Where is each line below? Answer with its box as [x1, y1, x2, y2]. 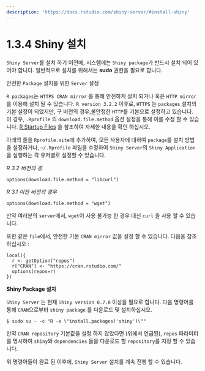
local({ [6, 252, 26, 258]
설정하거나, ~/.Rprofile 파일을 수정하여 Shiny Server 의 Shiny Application [12, 143, 196, 151]
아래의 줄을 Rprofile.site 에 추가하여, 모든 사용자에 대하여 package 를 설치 [6, 136, 184, 143]
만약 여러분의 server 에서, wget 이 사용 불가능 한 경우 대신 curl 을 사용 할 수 [6, 212, 185, 219]
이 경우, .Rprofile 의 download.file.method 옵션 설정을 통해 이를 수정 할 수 [6, 115, 188, 122]
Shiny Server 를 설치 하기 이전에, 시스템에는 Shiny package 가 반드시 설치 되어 [6, 59, 193, 66]
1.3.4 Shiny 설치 [6, 37, 87, 51]
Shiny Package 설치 [6, 285, 56, 293]
